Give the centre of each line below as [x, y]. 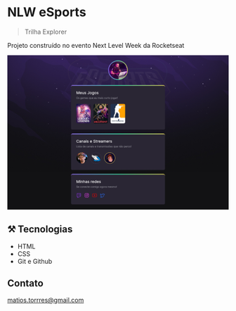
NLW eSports [47, 12]
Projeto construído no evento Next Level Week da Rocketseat [96, 45]
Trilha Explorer [46, 32]
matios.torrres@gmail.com [46, 300]
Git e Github [35, 261]
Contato [25, 283]
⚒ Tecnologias [40, 229]
